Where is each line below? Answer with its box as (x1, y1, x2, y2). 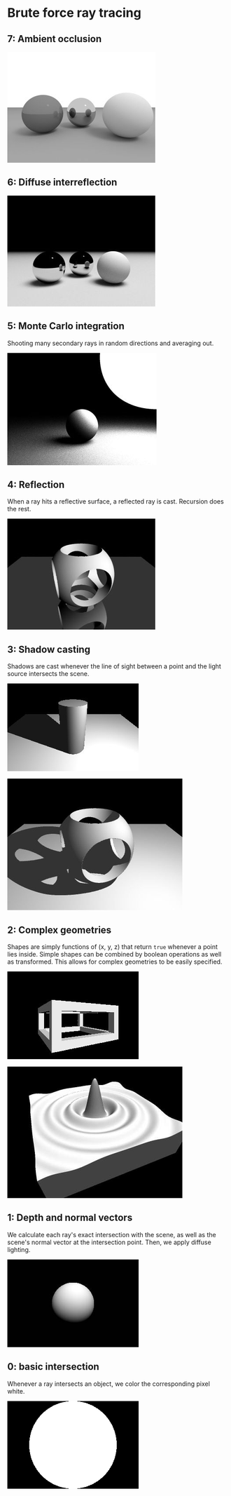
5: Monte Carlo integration (7, 321, 125, 332)
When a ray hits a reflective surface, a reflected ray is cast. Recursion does (7, 497, 224, 506)
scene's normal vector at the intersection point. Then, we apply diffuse (7, 1238, 211, 1246)
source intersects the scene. (7, 670, 90, 678)
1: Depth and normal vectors (7, 1212, 133, 1224)
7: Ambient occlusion (7, 33, 102, 45)
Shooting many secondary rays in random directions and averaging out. (7, 339, 214, 347)
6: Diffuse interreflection (7, 177, 118, 189)
